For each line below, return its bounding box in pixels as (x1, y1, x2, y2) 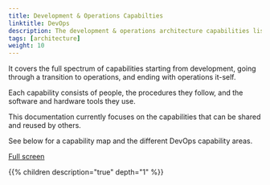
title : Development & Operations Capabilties (8, 11, 163, 20)
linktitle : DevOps (8, 19, 70, 27)
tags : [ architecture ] (8, 34, 81, 43)
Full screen (8, 152, 45, 162)
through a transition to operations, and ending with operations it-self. (8, 72, 236, 82)
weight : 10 (8, 42, 45, 50)
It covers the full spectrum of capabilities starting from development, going (8, 64, 256, 73)
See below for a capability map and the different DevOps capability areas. (8, 136, 253, 146)
